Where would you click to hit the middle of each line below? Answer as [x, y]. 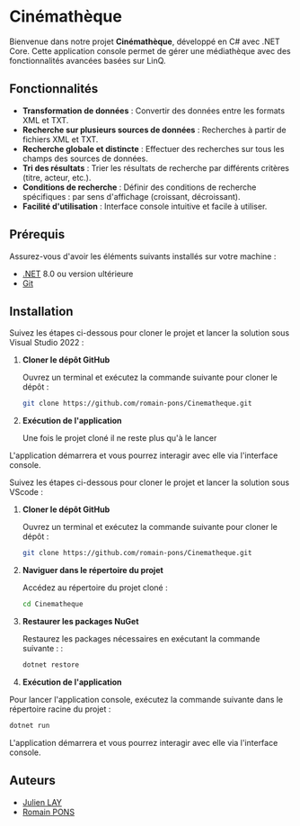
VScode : [26, 492]
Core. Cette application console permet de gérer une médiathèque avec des [150, 50]
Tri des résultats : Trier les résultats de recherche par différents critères [156, 167]
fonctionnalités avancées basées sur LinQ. [88, 60]
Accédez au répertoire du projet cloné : [95, 588]
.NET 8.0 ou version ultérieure [78, 274]
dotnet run [30, 725]
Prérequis [37, 234]
